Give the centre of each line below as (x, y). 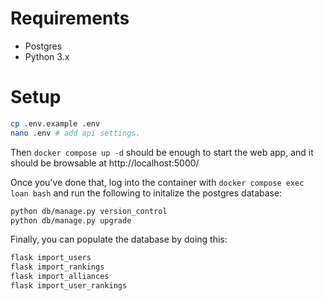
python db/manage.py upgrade (71, 220)
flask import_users (51, 258)
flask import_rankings (57, 267)
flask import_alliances (60, 277)
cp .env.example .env (55, 123)
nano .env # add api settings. (75, 133)
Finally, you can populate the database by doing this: (119, 239)
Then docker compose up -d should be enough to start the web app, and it (162, 152)
